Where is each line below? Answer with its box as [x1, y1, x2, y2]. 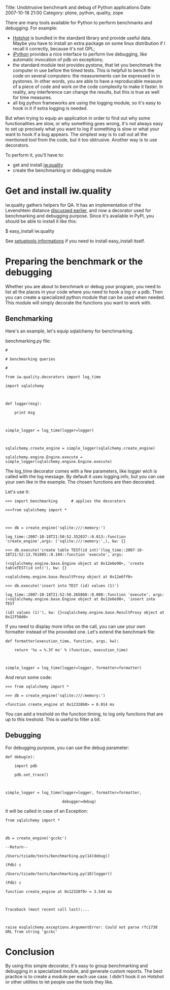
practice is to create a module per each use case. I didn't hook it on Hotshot [5, 974, 164, 980]
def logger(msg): [5, 401, 42, 406]
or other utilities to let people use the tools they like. [5, 979, 114, 985]
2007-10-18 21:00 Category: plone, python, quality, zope [5, 10, 123, 16]
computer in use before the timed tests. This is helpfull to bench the [12, 67, 155, 73]
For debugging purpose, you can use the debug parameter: [5, 745, 129, 751]
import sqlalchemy [5, 383, 44, 389]
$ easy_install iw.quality [5, 228, 55, 234]
